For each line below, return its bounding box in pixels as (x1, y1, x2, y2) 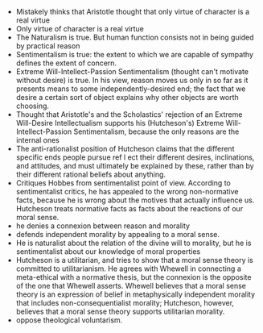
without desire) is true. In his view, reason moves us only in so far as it (15, 76, 249, 85)
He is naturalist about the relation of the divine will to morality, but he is (15, 238, 252, 248)
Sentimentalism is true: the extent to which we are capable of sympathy (15, 50, 254, 59)
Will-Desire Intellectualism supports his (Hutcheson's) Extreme (15, 119, 224, 127)
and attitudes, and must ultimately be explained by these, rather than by (15, 161, 255, 170)
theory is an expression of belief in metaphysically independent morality (15, 289, 256, 299)
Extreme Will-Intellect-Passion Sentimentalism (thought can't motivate (15, 67, 249, 76)
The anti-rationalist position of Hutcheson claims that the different (15, 144, 235, 153)
